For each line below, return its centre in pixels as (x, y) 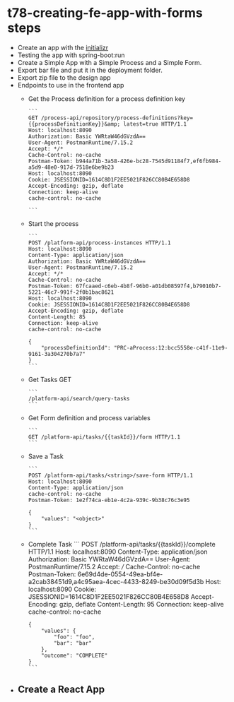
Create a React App (61, 690)
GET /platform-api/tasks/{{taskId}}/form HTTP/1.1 (104, 437)
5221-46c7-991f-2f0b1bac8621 (71, 292)
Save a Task (46, 456)
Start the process (53, 223)
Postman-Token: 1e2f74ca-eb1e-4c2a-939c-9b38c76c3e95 (109, 500)
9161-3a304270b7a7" (57, 354)
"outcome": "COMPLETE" (75, 655)
